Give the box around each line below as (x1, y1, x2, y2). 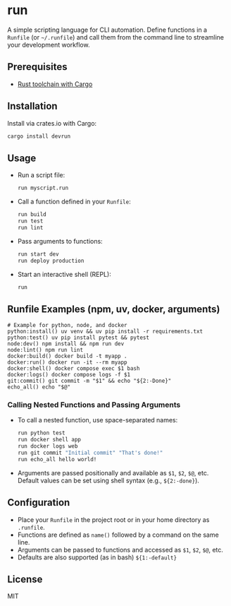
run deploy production (17, 257, 85, 264)
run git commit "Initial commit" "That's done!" (17, 449, 163, 457)
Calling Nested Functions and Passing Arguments (7, 400, 181, 410)
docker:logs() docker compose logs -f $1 (7, 372, 131, 379)
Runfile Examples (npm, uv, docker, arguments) (7, 303, 220, 315)
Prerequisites (7, 61, 68, 73)
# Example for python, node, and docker (7, 322, 128, 329)
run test (17, 218, 44, 225)
